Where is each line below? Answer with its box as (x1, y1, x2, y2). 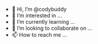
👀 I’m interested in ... (11, 12, 62, 19)
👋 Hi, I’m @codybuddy (11, 6, 67, 12)
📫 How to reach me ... (11, 32, 67, 38)
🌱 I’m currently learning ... (11, 18, 75, 25)
